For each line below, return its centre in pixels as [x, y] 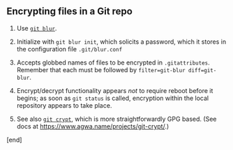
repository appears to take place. [64, 105]
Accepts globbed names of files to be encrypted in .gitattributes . [113, 62]
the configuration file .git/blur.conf [69, 49]
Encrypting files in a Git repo [70, 11]
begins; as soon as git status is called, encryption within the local [113, 98]
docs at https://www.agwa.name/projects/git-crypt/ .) [93, 126]
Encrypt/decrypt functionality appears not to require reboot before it [115, 90]
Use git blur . [37, 28]
